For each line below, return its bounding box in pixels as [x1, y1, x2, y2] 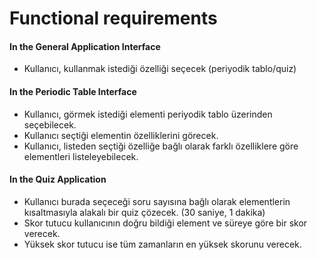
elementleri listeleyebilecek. [23, 150, 139, 162]
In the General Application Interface [9, 40, 161, 52]
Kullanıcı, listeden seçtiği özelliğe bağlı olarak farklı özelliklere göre [23, 140, 299, 152]
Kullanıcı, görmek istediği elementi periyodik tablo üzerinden [23, 108, 273, 120]
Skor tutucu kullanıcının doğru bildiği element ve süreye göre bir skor [23, 217, 308, 229]
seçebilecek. [23, 118, 77, 131]
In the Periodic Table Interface [9, 85, 137, 97]
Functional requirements [9, 7, 218, 30]
